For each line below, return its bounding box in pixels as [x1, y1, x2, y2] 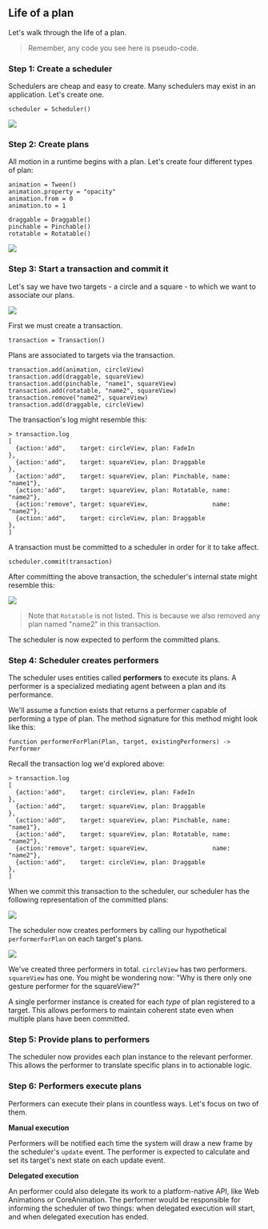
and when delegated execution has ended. [8, 1211, 150, 1221]
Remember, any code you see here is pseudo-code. [27, 43, 199, 53]
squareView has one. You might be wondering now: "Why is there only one [8, 973, 252, 983]
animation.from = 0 [8, 195, 74, 203]
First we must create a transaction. [8, 320, 123, 330]
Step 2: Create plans [8, 139, 90, 150]
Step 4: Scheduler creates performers [8, 655, 159, 666]
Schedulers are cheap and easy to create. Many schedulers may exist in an [8, 82, 256, 91]
